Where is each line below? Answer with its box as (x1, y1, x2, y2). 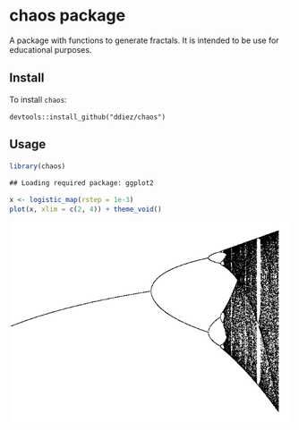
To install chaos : (9, 94, 67, 105)
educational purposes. (9, 44, 92, 55)
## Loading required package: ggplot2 (9, 179, 154, 188)
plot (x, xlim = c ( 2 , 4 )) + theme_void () (9, 205, 163, 215)
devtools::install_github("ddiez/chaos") (9, 113, 167, 122)
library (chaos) (9, 162, 66, 171)
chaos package (9, 5, 126, 26)
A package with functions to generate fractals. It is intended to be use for (9, 35, 279, 46)
